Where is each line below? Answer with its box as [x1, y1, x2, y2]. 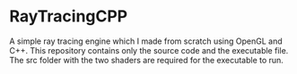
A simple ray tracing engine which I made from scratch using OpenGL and [9, 36, 283, 46]
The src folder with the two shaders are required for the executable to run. [9, 54, 284, 65]
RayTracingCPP [9, 6, 128, 27]
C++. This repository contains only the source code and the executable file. [9, 45, 289, 55]
